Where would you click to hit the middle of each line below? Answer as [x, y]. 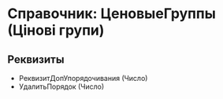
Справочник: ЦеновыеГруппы [111, 14]
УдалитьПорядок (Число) [61, 86]
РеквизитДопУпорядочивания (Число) [83, 78]
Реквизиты [36, 59]
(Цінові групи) [56, 30]
